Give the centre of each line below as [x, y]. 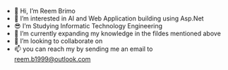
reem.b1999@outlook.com [52, 59]
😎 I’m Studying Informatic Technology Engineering [88, 26]
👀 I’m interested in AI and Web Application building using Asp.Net [109, 18]
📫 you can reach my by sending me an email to [83, 49]
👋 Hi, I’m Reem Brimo [44, 11]
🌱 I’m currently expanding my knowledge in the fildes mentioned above [117, 33]
